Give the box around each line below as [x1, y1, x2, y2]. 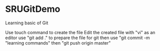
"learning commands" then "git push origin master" [5, 40, 111, 46]
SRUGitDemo [5, 3, 60, 15]
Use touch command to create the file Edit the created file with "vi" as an [5, 29, 155, 35]
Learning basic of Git [5, 20, 48, 26]
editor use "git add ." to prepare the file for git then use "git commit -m [5, 35, 150, 41]
